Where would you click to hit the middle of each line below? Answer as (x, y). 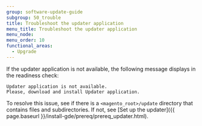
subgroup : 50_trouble (34, 18)
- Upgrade (24, 52)
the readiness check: (33, 75)
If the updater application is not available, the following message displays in (101, 69)
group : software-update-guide (45, 12)
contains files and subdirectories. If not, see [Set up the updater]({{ (91, 110)
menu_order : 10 (26, 40)
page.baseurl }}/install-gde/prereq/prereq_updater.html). (78, 116)
